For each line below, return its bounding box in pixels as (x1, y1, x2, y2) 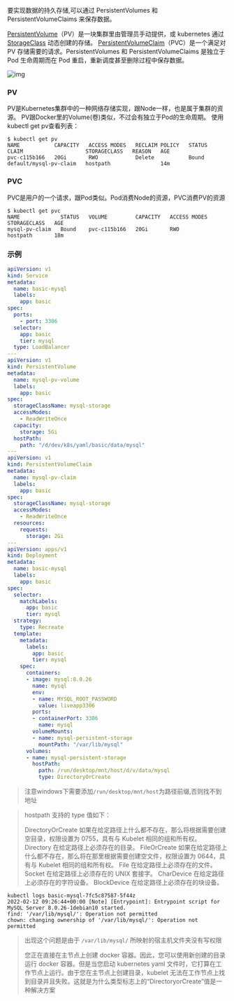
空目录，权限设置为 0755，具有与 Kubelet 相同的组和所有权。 (24, 834, 201, 843)
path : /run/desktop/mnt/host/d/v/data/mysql (38, 767, 170, 774)
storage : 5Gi (20, 428, 58, 436)
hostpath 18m (7, 232, 64, 239)
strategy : (13, 617, 42, 625)
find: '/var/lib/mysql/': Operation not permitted (7, 911, 158, 918)
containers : (25, 670, 61, 677)
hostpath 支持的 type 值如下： (24, 811, 112, 820)
